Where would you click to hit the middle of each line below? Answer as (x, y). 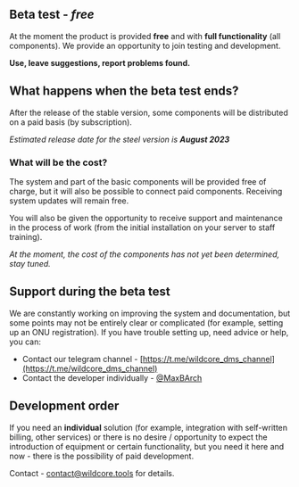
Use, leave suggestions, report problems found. (100, 62)
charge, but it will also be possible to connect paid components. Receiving (146, 191)
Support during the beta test (90, 292)
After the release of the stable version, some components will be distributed (149, 112)
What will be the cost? (58, 162)
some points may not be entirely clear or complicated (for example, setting (146, 322)
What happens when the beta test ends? (124, 91)
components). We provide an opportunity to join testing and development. (145, 45)
